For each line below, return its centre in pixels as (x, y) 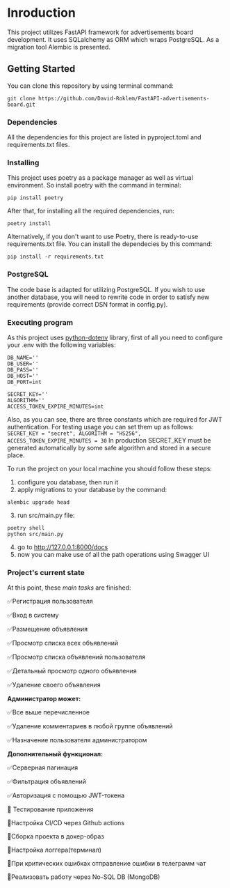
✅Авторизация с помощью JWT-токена (66, 795)
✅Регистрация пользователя (50, 602)
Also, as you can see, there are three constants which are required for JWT (115, 419)
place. (16, 455)
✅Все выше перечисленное (49, 712)
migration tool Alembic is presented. (59, 47)
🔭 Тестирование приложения (50, 809)
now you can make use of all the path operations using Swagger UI (113, 554)
